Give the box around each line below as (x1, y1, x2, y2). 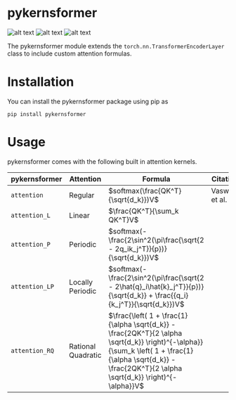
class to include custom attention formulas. (7, 49, 132, 58)
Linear (69, 210, 90, 220)
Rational (69, 341, 96, 351)
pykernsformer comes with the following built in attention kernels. (7, 157, 197, 166)
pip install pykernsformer (7, 110, 86, 117)
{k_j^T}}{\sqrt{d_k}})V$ (108, 299, 185, 309)
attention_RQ (11, 347, 55, 354)
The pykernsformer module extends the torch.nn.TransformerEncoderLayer (7, 41, 225, 50)
